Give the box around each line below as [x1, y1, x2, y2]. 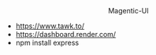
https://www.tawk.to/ [15, 21, 85, 31]
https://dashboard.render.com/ [15, 30, 117, 38]
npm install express [15, 38, 80, 47]
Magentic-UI [107, 6, 150, 15]
